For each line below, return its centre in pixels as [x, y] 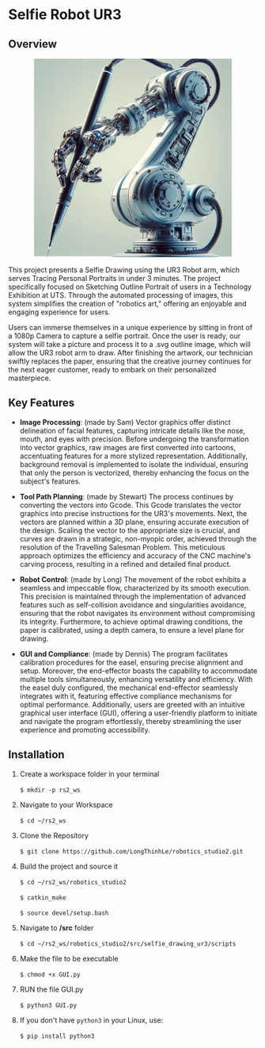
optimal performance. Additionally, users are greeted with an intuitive [132, 704]
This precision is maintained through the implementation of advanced [133, 596]
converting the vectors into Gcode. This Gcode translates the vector [131, 505]
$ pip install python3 [57, 1036]
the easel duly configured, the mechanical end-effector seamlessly [129, 688]
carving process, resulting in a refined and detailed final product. [125, 564]
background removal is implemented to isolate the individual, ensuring [134, 464]
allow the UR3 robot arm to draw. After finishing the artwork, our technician [131, 353]
